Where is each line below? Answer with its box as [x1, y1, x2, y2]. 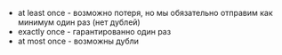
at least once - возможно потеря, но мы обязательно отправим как [17, 8, 273, 18]
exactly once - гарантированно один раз [17, 27, 172, 36]
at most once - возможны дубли [17, 35, 140, 46]
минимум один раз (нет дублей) [17, 17, 141, 27]
